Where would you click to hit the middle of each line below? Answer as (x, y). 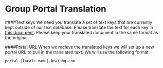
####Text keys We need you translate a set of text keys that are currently (79, 22)
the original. (17, 38)
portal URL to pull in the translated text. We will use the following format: (77, 52)
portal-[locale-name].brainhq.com (40, 61)
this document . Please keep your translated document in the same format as (81, 32)
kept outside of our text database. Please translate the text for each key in (79, 27)
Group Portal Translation (56, 9)
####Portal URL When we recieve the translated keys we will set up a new (80, 47)
